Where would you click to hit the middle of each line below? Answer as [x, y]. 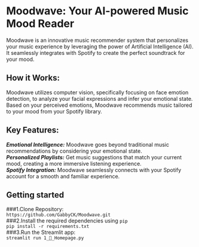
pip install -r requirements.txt [48, 227]
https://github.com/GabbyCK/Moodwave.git [59, 215]
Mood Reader [40, 24]
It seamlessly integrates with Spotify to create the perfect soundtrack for [96, 53]
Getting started [35, 195]
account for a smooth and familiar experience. [63, 176]
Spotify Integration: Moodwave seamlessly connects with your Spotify [94, 170]
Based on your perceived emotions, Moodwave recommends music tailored [99, 105]
